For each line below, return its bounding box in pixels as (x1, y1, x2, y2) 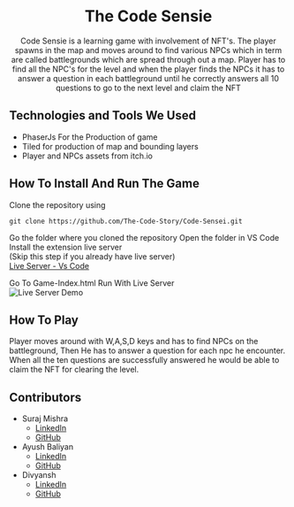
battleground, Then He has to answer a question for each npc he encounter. (9, 345, 286, 356)
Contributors (9, 389, 82, 404)
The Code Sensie (84, 6, 213, 27)
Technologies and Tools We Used (9, 108, 197, 123)
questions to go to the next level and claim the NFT (56, 82, 241, 93)
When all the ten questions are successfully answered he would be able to (9, 355, 280, 365)
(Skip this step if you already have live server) (9, 250, 176, 262)
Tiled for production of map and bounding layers (21, 141, 199, 151)
